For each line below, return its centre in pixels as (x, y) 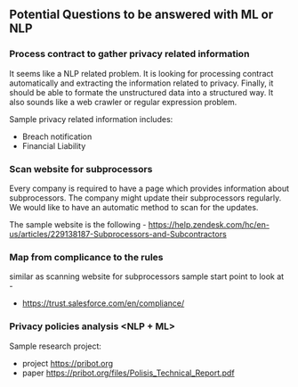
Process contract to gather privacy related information (129, 54)
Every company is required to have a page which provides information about (149, 188)
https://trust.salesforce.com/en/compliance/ (103, 303)
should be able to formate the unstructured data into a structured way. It (141, 92)
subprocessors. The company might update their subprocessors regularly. (145, 198)
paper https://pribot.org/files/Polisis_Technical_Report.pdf (128, 373)
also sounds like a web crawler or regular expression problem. (123, 102)
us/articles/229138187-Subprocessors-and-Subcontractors (118, 234)
